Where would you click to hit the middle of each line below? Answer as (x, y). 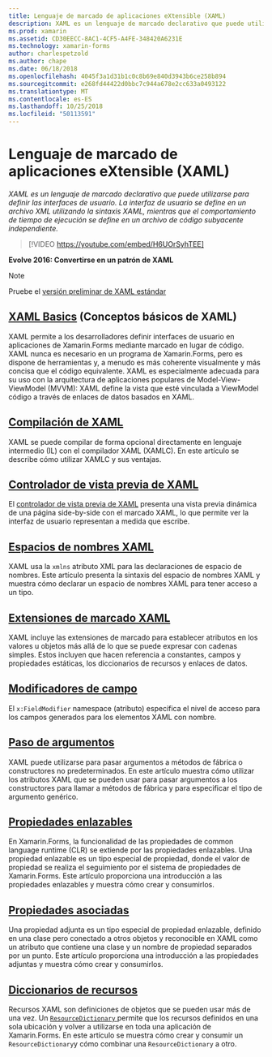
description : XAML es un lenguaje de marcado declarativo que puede (126, 24)
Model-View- (219, 379)
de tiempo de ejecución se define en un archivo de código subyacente (126, 219)
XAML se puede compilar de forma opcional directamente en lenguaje (125, 442)
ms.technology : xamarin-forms (59, 46)
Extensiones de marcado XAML (89, 618)
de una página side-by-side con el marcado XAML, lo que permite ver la (129, 513)
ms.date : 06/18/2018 (43, 69)
